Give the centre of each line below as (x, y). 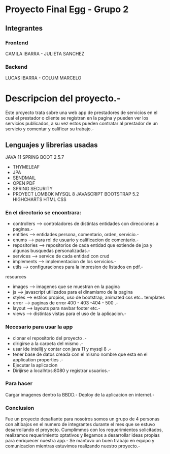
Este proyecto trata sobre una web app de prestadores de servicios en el (81, 112)
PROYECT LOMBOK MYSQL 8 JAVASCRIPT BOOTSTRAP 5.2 (76, 194)
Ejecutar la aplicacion (35, 365)
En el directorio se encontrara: (43, 212)
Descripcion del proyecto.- (63, 98)
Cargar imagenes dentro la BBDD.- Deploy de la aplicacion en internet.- (80, 394)
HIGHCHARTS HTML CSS (40, 199)
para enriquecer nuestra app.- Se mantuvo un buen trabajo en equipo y (80, 441)
